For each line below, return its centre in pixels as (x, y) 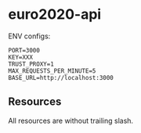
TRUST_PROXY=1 (31, 64)
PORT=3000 (24, 50)
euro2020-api (55, 14)
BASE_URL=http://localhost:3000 (61, 77)
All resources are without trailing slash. (71, 120)
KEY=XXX (21, 57)
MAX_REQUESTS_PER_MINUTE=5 (52, 71)
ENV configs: (29, 36)
